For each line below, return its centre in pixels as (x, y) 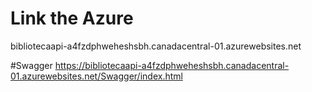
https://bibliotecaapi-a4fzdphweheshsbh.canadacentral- (172, 65)
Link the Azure (72, 18)
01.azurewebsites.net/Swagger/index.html (96, 76)
